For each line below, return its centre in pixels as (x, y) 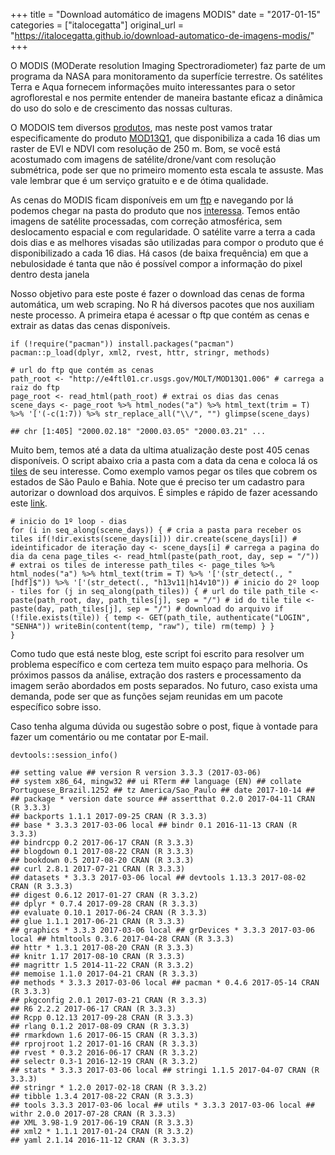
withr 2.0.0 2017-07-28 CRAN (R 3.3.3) (93, 1114)
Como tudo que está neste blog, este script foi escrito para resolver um (157, 653)
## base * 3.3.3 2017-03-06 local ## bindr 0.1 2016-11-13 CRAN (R (154, 825)
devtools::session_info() (64, 755)
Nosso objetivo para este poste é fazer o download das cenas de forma (157, 293)
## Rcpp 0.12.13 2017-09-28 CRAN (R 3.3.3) (102, 1018)
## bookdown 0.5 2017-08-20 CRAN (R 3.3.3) (102, 860)
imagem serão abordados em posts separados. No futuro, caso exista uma (164, 685)
